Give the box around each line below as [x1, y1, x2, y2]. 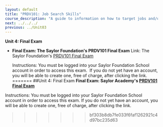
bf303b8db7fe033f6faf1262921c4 [89, 112, 158, 118]
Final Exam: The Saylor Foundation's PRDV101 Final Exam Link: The [12, 48, 149, 54]
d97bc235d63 [89, 117, 118, 123]
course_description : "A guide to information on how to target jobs [5, 16, 147, 21]
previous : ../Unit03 [5, 25, 47, 30]
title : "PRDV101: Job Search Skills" [5, 12, 81, 16]
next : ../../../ [5, 20, 38, 26]
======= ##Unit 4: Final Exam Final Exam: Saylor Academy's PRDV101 [12, 78, 158, 84]
